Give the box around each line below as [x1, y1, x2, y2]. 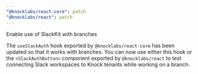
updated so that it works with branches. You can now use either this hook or [6, 48, 193, 55]
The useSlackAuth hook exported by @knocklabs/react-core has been [6, 42, 175, 49]
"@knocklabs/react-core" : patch [6, 8, 86, 15]
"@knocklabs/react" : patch [6, 14, 73, 20]
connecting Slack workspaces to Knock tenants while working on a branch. [6, 60, 190, 68]
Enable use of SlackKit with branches [6, 30, 97, 37]
